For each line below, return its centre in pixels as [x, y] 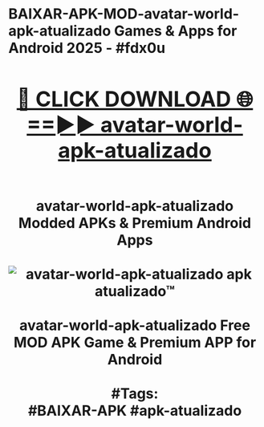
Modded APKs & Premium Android [135, 223]
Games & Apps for [175, 31]
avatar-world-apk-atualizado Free [135, 325]
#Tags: [135, 393]
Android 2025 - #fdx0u [87, 48]
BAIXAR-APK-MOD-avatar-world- [124, 14]
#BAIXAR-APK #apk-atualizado [135, 411]
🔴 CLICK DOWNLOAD [124, 99]
